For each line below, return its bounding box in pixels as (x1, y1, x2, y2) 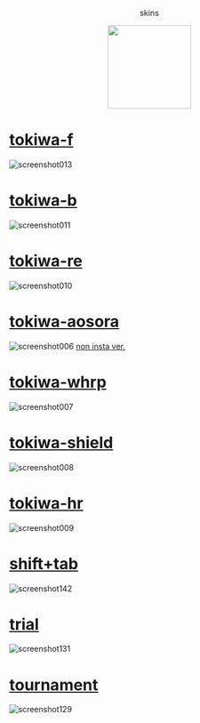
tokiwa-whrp (9, 372, 107, 392)
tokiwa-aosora (9, 311, 120, 332)
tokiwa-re (9, 251, 83, 271)
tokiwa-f (9, 130, 74, 150)
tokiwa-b (9, 190, 77, 211)
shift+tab (9, 553, 78, 574)
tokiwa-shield (9, 432, 114, 453)
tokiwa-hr (9, 493, 84, 513)
